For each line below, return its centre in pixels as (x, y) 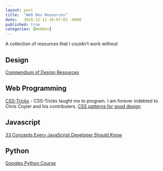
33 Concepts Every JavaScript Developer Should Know (64, 135)
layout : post (19, 10)
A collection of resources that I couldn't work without (62, 44)
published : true (23, 24)
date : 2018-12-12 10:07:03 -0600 (43, 20)
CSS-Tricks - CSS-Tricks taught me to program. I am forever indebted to (82, 101)
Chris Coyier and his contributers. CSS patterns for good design (73, 106)
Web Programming (36, 89)
